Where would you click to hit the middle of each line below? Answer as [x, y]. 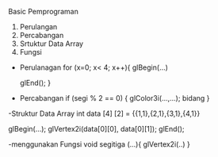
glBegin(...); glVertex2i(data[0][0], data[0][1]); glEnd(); [96, 129]
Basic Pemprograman [44, 11]
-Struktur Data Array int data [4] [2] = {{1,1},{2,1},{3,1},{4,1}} [104, 113]
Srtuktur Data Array [52, 44]
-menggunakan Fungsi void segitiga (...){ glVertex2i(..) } [99, 144]
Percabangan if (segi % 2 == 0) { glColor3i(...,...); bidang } [115, 98]
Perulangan [38, 27]
